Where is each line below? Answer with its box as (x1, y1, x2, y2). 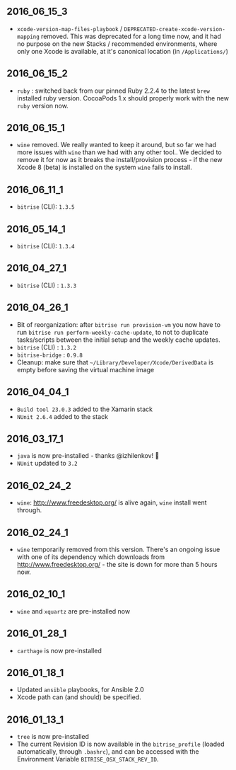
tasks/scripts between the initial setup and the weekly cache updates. (16, 335, 220, 344)
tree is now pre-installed (16, 732, 90, 741)
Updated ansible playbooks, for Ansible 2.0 (16, 686, 144, 694)
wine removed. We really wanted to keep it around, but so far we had (16, 141, 217, 149)
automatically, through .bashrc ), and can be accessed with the (16, 747, 199, 756)
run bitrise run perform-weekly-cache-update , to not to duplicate (16, 328, 209, 336)
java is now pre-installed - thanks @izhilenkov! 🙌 (16, 452, 160, 460)
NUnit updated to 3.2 (16, 459, 78, 468)
